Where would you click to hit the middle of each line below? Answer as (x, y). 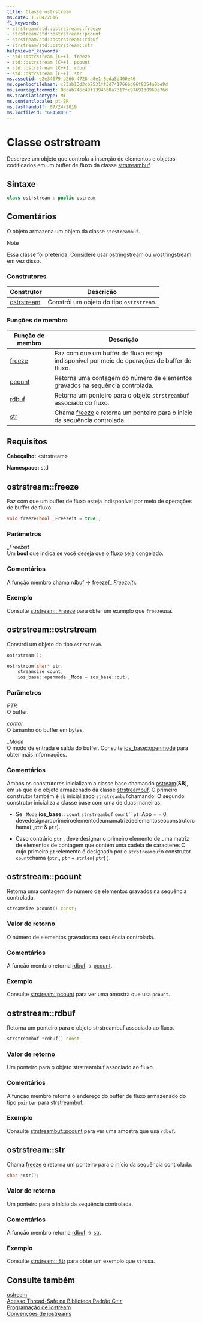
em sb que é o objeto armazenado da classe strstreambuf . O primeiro (92, 790)
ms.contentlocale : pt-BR (38, 101)
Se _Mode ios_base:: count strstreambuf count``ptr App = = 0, (92, 814)
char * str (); (23, 1175)
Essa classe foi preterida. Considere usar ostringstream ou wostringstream (99, 254)
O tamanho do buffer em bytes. (46, 730)
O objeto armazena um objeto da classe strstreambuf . (73, 231)
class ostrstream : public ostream (51, 198)
